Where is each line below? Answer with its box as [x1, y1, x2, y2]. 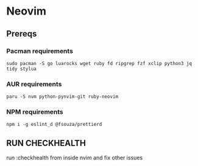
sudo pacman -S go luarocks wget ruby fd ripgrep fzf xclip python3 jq [6, 60, 192, 66]
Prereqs [6, 29, 37, 39]
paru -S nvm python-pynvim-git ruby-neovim [6, 94, 119, 100]
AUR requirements [6, 80, 62, 88]
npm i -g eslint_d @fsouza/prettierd [6, 122, 102, 128]
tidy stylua [6, 66, 37, 72]
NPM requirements [6, 108, 64, 116]
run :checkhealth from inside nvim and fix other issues [6, 154, 143, 162]
